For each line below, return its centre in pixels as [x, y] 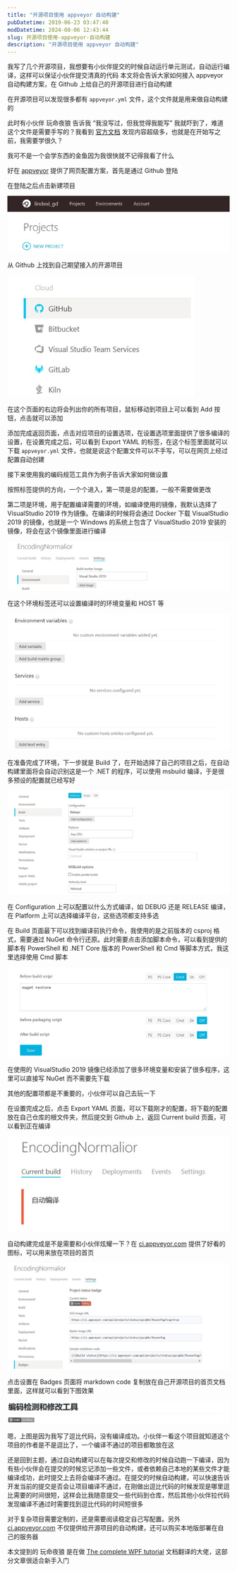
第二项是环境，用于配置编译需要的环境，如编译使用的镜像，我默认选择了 [112, 505]
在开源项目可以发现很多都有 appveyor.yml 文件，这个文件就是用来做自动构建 [117, 100]
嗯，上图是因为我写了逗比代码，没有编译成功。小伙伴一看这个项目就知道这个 [119, 1435]
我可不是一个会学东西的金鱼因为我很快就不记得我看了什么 [91, 156]
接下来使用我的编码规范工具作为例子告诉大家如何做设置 [87, 475]
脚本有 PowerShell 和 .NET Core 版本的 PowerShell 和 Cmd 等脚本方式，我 [115, 948]
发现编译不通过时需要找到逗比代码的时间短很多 [75, 1504]
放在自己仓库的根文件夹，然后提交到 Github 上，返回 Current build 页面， [114, 1117]
